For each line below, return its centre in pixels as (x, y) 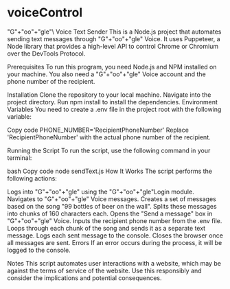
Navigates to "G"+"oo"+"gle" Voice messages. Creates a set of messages (112, 199)
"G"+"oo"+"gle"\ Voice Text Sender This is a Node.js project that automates (114, 32)
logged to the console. (39, 250)
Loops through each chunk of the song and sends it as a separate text (106, 228)
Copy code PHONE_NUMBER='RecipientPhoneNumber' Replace (98, 130)
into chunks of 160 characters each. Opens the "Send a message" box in (110, 213)
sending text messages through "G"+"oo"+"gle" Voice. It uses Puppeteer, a (114, 38)
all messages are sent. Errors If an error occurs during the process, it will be (115, 242)
